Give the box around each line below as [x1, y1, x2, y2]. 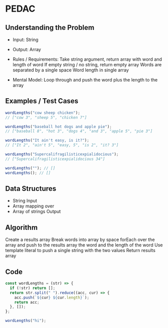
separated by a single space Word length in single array [12, 67, 129, 73]
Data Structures [5, 184, 57, 193]
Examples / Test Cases [5, 97, 78, 105]
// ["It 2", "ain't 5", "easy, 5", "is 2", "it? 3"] [5, 143, 119, 148]
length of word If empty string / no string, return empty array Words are [12, 62, 162, 67]
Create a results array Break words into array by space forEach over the [5, 236, 155, 243]
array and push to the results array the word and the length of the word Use [5, 242, 163, 248]
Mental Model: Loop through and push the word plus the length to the [12, 77, 158, 83]
